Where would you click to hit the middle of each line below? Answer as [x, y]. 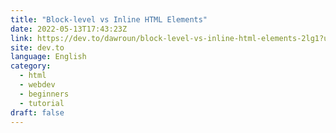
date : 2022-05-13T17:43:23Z [69, 29]
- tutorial [42, 103]
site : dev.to [37, 47]
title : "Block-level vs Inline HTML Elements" [109, 19]
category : [31, 66]
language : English [48, 57]
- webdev [37, 85]
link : [21, 38]
